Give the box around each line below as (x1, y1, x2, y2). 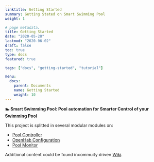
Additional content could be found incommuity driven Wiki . (5, 151, 123, 157)
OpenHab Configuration (12, 137, 60, 143)
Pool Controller (12, 132, 42, 138)
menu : (5, 74, 16, 79)
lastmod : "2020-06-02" (5, 38, 51, 44)
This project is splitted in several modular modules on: (5, 122, 113, 128)
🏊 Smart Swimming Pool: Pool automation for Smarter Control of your (5, 106, 149, 112)
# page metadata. (5, 25, 40, 30)
